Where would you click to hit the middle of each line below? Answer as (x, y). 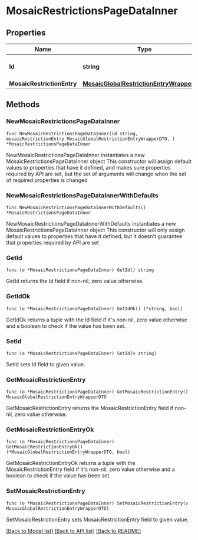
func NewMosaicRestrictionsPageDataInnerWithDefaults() (76, 207)
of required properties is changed (47, 180)
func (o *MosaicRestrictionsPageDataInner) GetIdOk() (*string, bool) (95, 308)
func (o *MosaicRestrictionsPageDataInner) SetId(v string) (82, 353)
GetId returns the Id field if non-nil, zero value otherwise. (75, 281)
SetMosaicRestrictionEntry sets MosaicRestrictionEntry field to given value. (98, 519)
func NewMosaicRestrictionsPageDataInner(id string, (72, 134)
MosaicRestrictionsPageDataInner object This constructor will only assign (95, 230)
